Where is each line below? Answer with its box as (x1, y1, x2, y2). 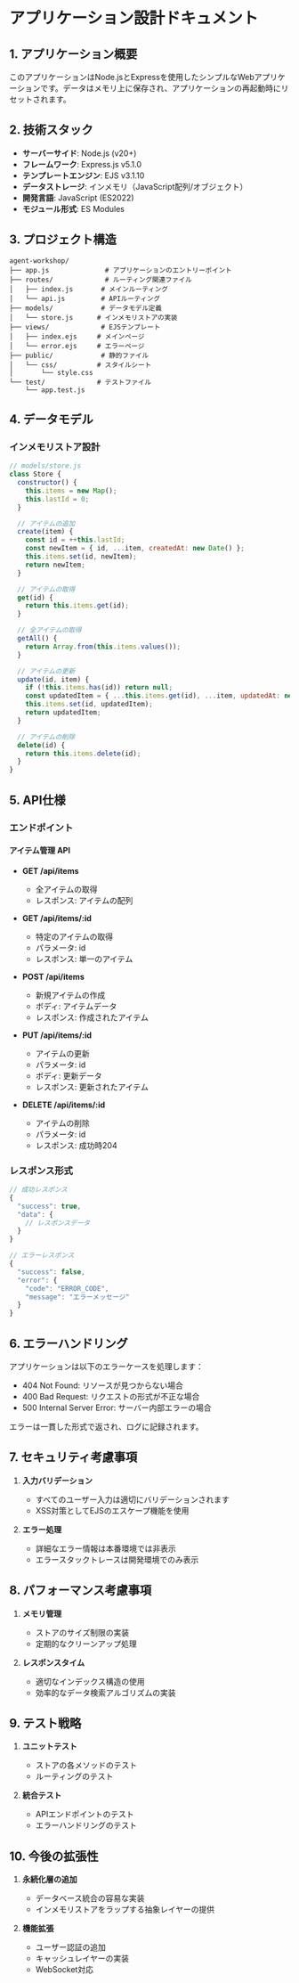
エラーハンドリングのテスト (35, 1820, 138, 1831)
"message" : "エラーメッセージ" (25, 1293, 131, 1302)
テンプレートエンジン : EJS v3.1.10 (21, 170, 145, 181)
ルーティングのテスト (35, 1771, 114, 1782)
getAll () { (17, 634, 58, 643)
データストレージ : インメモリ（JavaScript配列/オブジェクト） (21, 181, 248, 192)
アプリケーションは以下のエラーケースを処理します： (9, 1360, 205, 1372)
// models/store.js (9, 461, 82, 470)
